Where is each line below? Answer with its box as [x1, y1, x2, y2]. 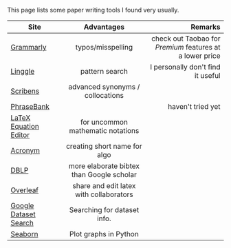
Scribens [10, 86, 40, 96]
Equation [10, 122, 40, 131]
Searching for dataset [69, 205, 140, 214]
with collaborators [74, 189, 133, 199]
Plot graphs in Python [69, 229, 139, 238]
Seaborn [10, 229, 38, 238]
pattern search [80, 67, 129, 76]
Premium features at [155, 43, 221, 52]
